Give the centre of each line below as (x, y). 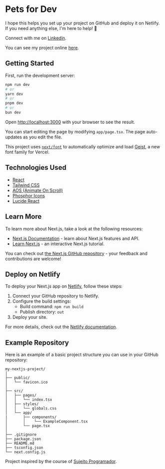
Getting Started (30, 63)
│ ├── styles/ (22, 404)
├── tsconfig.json (24, 448)
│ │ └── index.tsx (29, 400)
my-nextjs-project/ (25, 369)
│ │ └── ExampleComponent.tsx (47, 422)
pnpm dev (14, 103)
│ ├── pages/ (21, 396)
